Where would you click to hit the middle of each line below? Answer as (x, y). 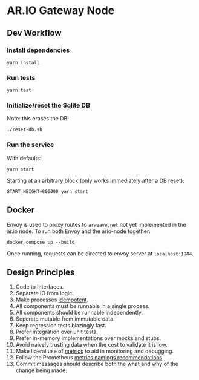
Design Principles (41, 272)
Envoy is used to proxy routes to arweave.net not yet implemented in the (96, 224)
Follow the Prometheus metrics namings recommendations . (90, 358)
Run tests (21, 77)
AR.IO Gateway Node (61, 11)
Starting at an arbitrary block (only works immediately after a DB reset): (96, 180)
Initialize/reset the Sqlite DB (48, 105)
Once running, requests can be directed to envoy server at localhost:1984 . (100, 253)
